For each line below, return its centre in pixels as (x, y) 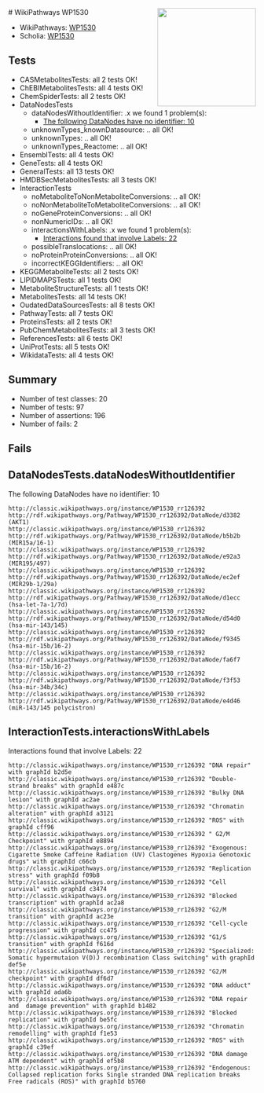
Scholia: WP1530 (47, 36)
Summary (33, 380)
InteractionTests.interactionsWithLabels (109, 732)
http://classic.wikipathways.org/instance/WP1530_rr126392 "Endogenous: (130, 1068)
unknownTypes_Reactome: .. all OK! (89, 146)
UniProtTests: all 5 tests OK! (64, 347)
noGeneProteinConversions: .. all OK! (91, 213)
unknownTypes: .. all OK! (71, 138)
